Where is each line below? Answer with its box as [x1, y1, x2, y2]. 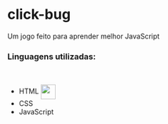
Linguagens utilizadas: [7, 51, 96, 62]
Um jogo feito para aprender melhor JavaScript [7, 31, 160, 41]
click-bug [7, 5, 71, 24]
